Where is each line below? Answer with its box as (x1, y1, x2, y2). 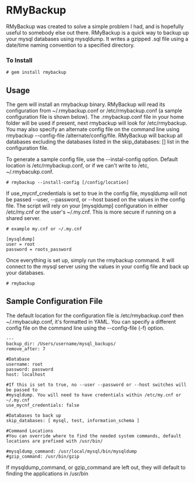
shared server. (6, 215, 41, 222)
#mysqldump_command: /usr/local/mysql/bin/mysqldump (6, 448, 137, 454)
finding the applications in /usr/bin (6, 470, 89, 477)
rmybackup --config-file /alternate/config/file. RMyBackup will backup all (6, 132, 183, 139)
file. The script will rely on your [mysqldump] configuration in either (6, 203, 168, 210)
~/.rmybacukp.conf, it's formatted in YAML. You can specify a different (6, 318, 176, 325)
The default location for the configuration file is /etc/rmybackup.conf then (6, 311, 184, 319)
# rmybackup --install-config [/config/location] (6, 180, 130, 186)
